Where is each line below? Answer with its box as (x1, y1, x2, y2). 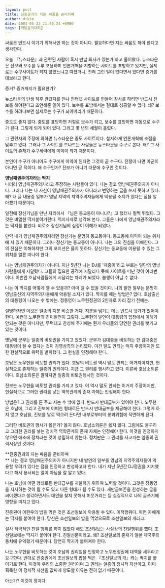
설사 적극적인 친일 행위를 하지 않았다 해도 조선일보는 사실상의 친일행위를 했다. (5, 526, 154, 532)
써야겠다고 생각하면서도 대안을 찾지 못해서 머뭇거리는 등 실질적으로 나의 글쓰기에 (5, 493, 159, 499)
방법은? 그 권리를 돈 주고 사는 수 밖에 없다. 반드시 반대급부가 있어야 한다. (5, 399, 144, 405)
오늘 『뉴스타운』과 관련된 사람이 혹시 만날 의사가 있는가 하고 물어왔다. (5, 56, 141, 62)
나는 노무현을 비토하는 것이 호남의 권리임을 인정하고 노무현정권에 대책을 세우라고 (5, 549, 159, 555)
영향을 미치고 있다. (5, 499, 41, 504)
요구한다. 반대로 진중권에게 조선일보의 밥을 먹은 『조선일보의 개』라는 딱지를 (5, 555, 152, 561)
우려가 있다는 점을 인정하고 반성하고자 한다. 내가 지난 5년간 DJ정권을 (14, 463, 146, 469)
